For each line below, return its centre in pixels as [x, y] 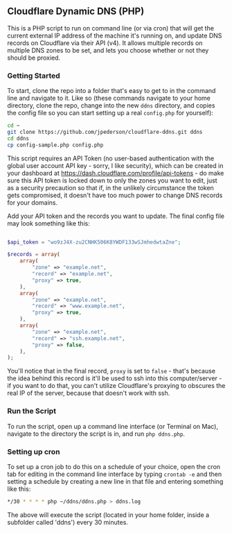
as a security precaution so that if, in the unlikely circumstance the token [111, 187]
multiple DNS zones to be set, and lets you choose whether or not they [108, 50]
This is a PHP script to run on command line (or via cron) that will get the [111, 28]
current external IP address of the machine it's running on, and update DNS [115, 35]
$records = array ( [34, 255]
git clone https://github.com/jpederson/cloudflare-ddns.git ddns [105, 132]
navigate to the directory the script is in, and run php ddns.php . [96, 434]
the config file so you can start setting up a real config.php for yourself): [110, 113]
